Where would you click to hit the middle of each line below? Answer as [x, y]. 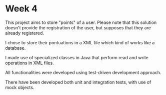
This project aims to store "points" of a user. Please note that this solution [81, 22]
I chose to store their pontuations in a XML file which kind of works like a [80, 42]
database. [15, 48]
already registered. [24, 33]
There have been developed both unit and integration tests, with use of [78, 82]
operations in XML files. [29, 63]
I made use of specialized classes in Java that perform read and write [77, 57]
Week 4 [21, 9]
